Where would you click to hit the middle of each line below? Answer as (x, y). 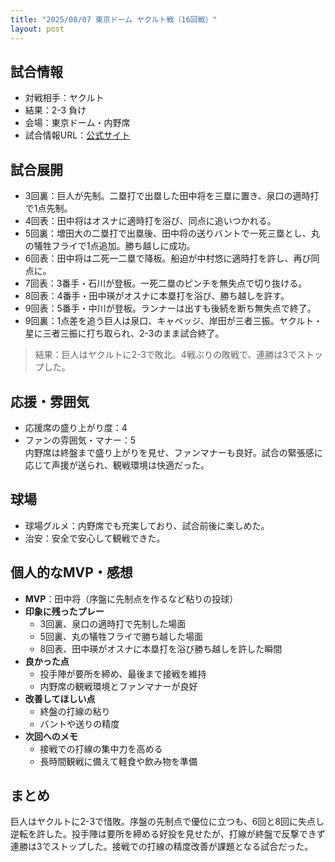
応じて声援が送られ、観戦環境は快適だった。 (117, 465)
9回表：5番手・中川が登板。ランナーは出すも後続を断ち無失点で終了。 (170, 308)
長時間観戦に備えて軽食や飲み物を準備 (118, 761)
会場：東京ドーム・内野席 (77, 123)
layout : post (37, 29)
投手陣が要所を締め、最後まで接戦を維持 (123, 673)
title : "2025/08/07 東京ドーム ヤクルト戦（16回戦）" (114, 19)
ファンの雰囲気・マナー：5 (80, 440)
